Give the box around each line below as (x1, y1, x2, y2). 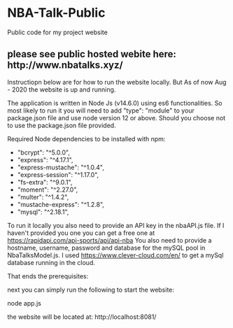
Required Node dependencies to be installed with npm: (7, 134, 166, 143)
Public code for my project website (7, 28, 108, 36)
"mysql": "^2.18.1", (17, 208, 69, 216)
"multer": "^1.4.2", (17, 192, 69, 201)
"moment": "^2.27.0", (17, 185, 78, 194)
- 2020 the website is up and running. (7, 85, 116, 94)
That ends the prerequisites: (7, 271, 89, 280)
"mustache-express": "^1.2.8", (17, 200, 105, 208)
